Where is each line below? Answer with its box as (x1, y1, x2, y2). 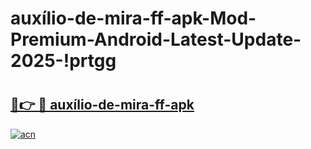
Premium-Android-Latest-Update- (10, 28, 302, 51)
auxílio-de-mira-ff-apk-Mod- (10, 7, 257, 30)
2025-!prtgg (10, 50, 117, 72)
